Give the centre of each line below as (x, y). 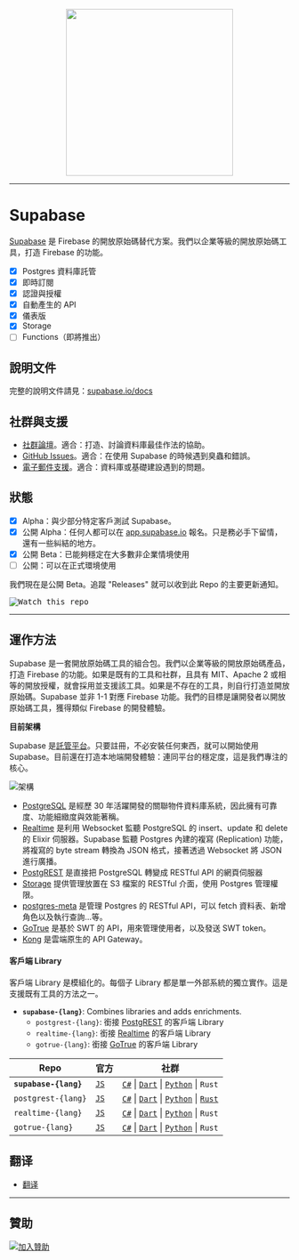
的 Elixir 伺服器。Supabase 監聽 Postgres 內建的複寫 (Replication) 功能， (155, 839)
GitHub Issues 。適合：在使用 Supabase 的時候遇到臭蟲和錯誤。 (138, 456)
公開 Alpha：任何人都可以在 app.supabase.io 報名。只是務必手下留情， (152, 532)
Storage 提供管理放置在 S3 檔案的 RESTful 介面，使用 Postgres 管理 (146, 883)
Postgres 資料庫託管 (59, 271)
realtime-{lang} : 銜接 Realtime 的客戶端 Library (123, 1033)
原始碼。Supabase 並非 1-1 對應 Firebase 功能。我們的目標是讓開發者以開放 (148, 696)
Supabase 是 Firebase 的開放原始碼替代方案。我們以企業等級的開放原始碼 (144, 241)
